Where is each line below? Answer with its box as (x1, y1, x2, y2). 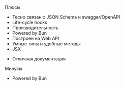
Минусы (5, 65, 22, 71)
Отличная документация (12, 56, 66, 62)
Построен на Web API (12, 35, 59, 41)
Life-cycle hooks (12, 20, 48, 25)
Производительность (12, 25, 59, 31)
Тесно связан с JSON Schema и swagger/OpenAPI (12, 14, 120, 20)
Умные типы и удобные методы (12, 41, 81, 47)
